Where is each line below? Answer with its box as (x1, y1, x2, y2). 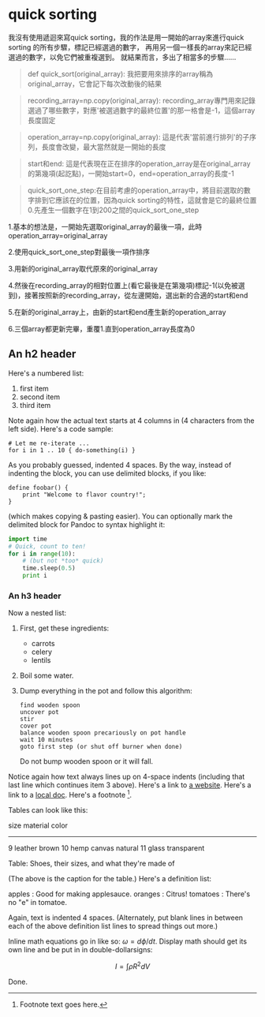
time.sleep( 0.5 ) (22, 564, 77, 573)
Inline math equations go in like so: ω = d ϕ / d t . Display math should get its (8, 937, 247, 946)
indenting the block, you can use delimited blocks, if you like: (8, 468, 207, 478)
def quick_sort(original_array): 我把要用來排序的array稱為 (27, 69, 214, 78)
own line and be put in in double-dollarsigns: (8, 944, 153, 954)
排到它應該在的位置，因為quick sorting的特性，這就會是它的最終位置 (34, 195, 257, 204)
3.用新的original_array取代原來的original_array (8, 264, 158, 273)
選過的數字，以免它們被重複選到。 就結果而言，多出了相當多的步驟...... (8, 52, 237, 62)
